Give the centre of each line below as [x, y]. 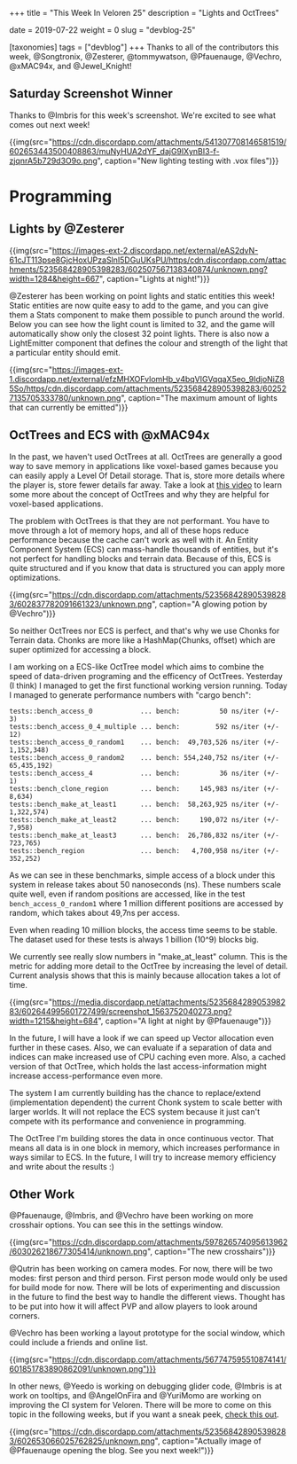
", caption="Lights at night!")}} [154, 278]
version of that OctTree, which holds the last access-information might [138, 1066]
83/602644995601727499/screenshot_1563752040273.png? [121, 1011]
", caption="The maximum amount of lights [199, 397]
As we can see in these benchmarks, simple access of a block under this [142, 875]
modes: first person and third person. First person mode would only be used [148, 1278]
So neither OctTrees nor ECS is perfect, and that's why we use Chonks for [145, 630]
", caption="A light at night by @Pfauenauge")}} [184, 1021]
